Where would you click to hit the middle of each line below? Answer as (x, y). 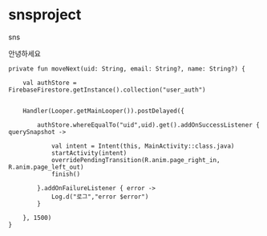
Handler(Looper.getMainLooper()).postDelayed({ (103, 111)
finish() (66, 174)
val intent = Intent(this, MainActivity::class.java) (143, 146)
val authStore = (50, 83)
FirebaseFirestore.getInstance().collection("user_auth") (107, 90)
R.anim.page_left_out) (46, 167)
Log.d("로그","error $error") (100, 197)
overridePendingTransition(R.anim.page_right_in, (136, 160)
